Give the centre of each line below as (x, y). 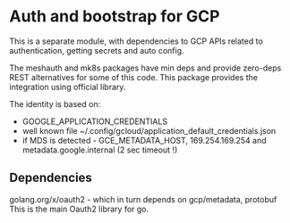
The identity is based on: (55, 103)
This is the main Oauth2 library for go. (79, 209)
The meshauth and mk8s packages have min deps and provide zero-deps (145, 68)
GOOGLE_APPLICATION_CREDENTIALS (95, 121)
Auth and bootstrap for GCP (115, 17)
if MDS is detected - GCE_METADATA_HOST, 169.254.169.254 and (144, 140)
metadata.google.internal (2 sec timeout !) (100, 150)
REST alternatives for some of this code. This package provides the (133, 77)
